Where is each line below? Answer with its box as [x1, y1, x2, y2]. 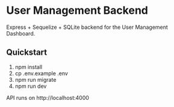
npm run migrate [14, 76, 57, 83]
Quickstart [6, 47, 48, 58]
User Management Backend [6, 4, 149, 17]
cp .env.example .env [14, 70, 68, 77]
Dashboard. [6, 29, 36, 37]
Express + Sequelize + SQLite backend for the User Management [6, 23, 169, 31]
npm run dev [14, 82, 47, 90]
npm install [14, 63, 43, 70]
